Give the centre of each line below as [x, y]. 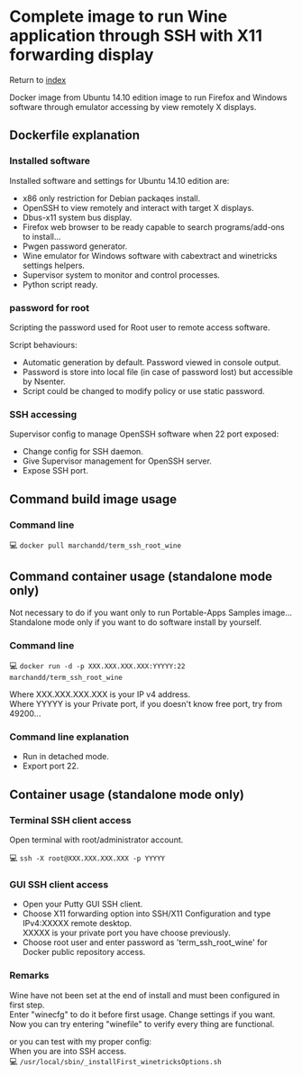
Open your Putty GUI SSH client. [82, 905]
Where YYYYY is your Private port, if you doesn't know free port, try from [146, 704]
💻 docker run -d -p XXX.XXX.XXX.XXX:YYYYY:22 [97, 666]
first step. [27, 1005]
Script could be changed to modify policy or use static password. [144, 390]
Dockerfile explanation [74, 136]
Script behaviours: [44, 345]
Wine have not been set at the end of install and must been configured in [145, 995]
